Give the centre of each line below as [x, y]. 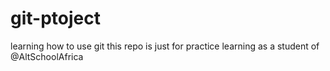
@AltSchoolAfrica [47, 56]
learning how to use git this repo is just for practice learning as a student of [165, 46]
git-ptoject [55, 18]
